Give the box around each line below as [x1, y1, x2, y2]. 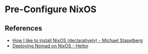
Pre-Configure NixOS [5, 4, 97, 15]
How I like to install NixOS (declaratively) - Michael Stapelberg [12, 37, 143, 43]
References [5, 24, 42, 33]
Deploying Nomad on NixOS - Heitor [12, 43, 89, 49]
